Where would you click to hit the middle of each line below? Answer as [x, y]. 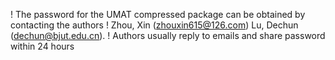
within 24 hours [42, 46]
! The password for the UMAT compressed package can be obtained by [158, 14]
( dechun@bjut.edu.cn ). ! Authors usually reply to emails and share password [168, 35]
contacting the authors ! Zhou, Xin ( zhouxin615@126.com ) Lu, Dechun [154, 25]
